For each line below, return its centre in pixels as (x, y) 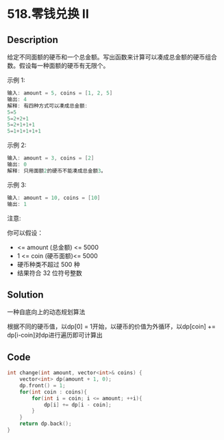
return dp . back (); (46, 424)
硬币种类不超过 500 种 (48, 264)
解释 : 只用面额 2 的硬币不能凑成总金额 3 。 (57, 171)
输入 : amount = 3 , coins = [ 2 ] (51, 158)
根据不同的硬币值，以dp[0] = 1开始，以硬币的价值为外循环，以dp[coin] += (111, 326)
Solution (25, 295)
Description (33, 39)
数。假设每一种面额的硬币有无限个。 (58, 65)
